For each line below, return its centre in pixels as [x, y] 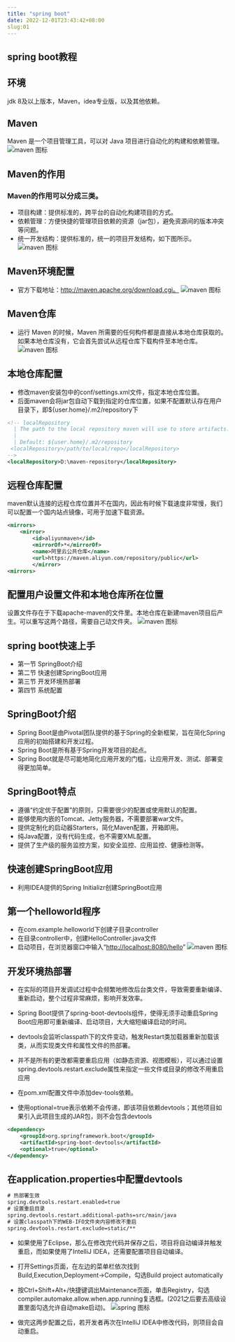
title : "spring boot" [39, 14]
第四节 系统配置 [40, 690]
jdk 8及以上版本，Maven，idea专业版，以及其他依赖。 [85, 101]
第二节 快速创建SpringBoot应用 [62, 673]
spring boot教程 [42, 57]
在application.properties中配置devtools [95, 1179]
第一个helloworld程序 [54, 911]
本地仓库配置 [35, 374]
